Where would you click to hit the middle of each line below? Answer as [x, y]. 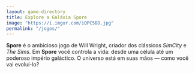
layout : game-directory [36, 12]
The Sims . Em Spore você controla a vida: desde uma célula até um [90, 52]
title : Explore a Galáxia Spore [46, 17]
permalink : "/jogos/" [33, 28]
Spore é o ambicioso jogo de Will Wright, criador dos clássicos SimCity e [97, 45]
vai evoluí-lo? [23, 65]
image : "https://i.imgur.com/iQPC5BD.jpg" [60, 23]
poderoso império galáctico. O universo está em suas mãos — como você [97, 58]
